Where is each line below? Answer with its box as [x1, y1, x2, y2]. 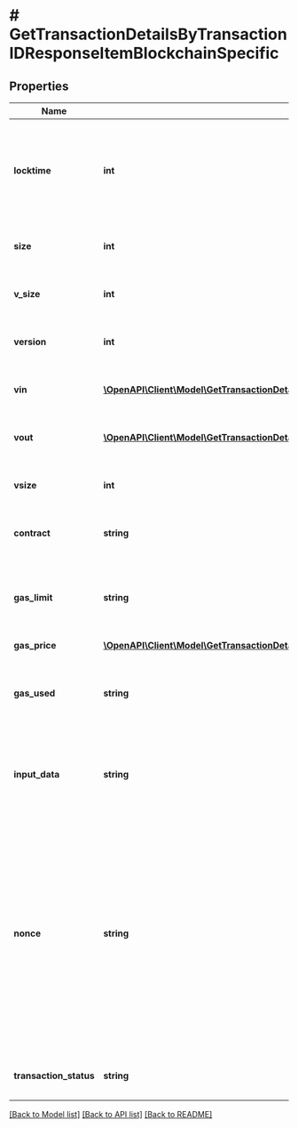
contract [13, 527, 51, 539]
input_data [13, 769, 60, 780]
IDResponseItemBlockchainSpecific [9, 44, 279, 63]
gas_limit [13, 592, 53, 603]
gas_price [13, 640, 57, 651]
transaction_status [13, 1069, 95, 1082]
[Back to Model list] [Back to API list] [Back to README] [9, 1109, 213, 1119]
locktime [13, 165, 51, 176]
